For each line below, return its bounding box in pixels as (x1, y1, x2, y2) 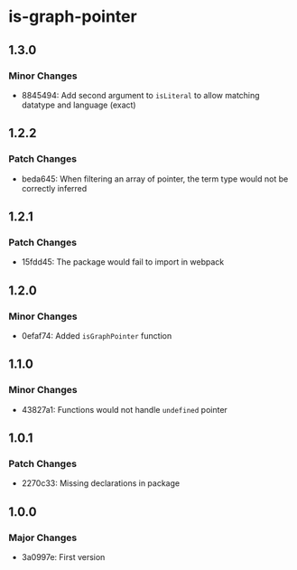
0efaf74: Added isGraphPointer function (21, 330, 172, 341)
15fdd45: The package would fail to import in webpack (21, 257, 225, 267)
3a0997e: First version (21, 552, 106, 562)
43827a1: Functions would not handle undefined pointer (21, 404, 227, 415)
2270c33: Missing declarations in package (21, 478, 181, 489)
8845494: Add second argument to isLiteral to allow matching (21, 89, 260, 100)
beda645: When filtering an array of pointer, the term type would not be (21, 173, 289, 184)
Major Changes (8, 531, 78, 544)
